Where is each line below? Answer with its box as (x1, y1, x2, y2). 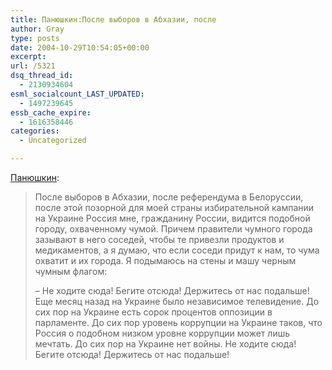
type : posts (10, 33, 60, 43)
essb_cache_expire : (10, 107, 92, 118)
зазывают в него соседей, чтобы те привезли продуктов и (34, 234, 285, 245)
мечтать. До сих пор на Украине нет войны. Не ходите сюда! (34, 338, 297, 350)
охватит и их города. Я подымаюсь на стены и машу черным (34, 255, 297, 266)
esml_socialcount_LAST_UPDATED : (10, 89, 145, 99)
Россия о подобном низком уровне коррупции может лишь (34, 327, 290, 339)
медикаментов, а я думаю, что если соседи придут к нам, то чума (34, 244, 320, 256)
